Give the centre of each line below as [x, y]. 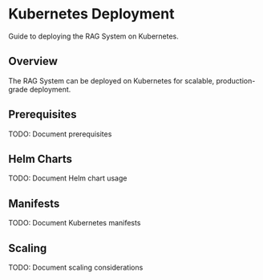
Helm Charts [40, 158]
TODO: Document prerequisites [60, 134]
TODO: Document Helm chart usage [68, 178]
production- [236, 80]
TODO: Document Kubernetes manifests [75, 223]
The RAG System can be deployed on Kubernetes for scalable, [111, 80]
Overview [33, 61]
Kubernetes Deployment [91, 14]
